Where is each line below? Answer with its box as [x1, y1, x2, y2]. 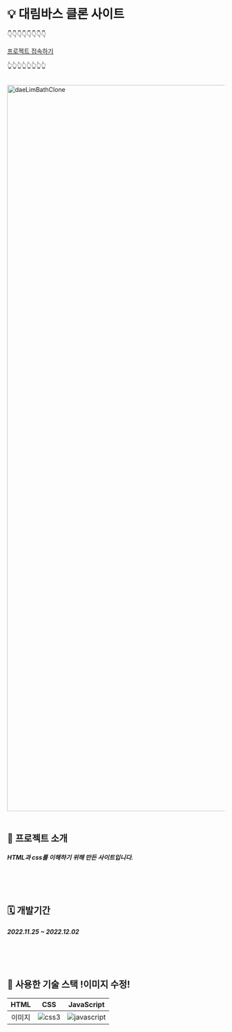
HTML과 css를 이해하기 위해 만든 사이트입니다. [7, 853, 133, 861]
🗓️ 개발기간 [7, 905, 50, 916]
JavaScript [68, 999, 105, 1009]
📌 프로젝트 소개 [7, 833, 68, 845]
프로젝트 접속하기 [7, 46, 54, 55]
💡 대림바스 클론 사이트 [7, 6, 125, 22]
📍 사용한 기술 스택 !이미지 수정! [7, 979, 130, 990]
